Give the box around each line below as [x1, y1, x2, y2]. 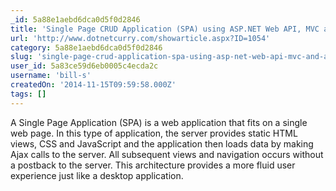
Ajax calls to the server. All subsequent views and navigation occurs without [10, 148, 324, 160]
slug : [10, 52, 33, 62]
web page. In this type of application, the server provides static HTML [10, 127, 298, 139]
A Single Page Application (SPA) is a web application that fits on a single [10, 116, 308, 128]
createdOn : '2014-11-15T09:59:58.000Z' [10, 80, 177, 90]
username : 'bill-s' [10, 71, 92, 81]
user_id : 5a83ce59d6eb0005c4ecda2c [10, 61, 159, 71]
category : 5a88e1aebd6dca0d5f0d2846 [10, 42, 163, 53]
